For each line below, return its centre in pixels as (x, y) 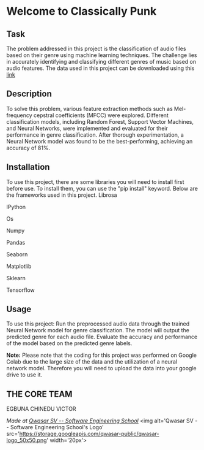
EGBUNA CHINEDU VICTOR (41, 409)
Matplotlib (19, 266)
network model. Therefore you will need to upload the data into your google (101, 368)
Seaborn (17, 254)
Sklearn (16, 278)
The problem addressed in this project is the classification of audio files (96, 48)
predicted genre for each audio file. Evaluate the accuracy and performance (102, 337)
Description (29, 94)
